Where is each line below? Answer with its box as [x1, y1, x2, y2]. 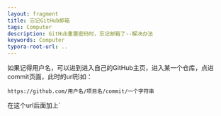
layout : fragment [7, 10, 59, 18]
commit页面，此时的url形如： [7, 72, 93, 81]
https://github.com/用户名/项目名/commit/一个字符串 [7, 88, 154, 95]
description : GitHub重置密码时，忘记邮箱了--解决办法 [7, 30, 154, 37]
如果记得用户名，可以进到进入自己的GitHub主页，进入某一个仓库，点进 [7, 64, 214, 71]
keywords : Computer [7, 37, 65, 44]
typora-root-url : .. [7, 43, 69, 50]
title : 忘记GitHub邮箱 [7, 17, 70, 24]
